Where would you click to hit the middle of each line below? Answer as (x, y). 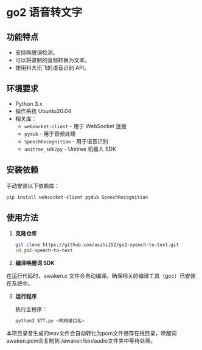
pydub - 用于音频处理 (50, 134)
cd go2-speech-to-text (44, 251)
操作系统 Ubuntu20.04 (43, 111)
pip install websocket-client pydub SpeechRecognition (77, 197)
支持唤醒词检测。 (37, 53)
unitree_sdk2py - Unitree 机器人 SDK (70, 149)
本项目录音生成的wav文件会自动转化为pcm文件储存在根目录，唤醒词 (92, 333)
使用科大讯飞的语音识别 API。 (52, 68)
